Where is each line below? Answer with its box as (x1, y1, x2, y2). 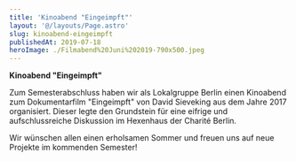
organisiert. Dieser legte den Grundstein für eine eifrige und (9, 106, 228, 117)
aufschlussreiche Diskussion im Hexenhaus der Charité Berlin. (9, 116, 237, 126)
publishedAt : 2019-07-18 (9, 37, 101, 47)
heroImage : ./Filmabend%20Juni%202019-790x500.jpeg (9, 46, 204, 55)
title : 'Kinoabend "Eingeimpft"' (9, 12, 133, 22)
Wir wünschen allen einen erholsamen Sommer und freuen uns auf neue (9, 133, 275, 143)
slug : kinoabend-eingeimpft (9, 29, 114, 38)
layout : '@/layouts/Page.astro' (9, 21, 129, 30)
